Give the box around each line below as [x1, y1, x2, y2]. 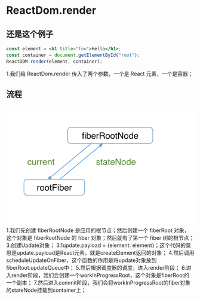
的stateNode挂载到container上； [6, 286, 87, 294]
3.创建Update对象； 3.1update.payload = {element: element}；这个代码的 [6, 242, 186, 249]
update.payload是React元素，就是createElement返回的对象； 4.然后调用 [16, 249, 195, 257]
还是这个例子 [6, 29, 54, 39]
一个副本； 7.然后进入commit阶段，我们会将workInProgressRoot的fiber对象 [6, 279, 191, 286]
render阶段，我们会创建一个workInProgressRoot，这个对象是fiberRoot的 [11, 271, 190, 279]
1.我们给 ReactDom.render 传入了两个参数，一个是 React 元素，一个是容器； [6, 70, 193, 77]
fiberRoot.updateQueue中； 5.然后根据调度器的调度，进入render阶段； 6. [6, 264, 187, 271]
